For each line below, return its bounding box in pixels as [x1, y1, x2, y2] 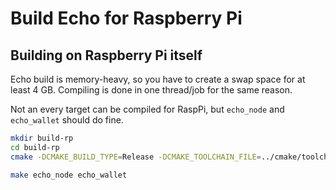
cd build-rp [10, 142, 60, 152]
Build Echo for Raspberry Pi [10, 7, 243, 30]
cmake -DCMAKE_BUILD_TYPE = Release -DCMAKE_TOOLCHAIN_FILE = [10, 152, 262, 162]
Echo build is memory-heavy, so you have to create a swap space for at [10, 73, 306, 85]
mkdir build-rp [10, 133, 74, 143]
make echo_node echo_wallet [10, 170, 128, 180]
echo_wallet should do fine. [10, 114, 124, 126]
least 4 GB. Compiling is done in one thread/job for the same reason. [10, 84, 293, 96]
